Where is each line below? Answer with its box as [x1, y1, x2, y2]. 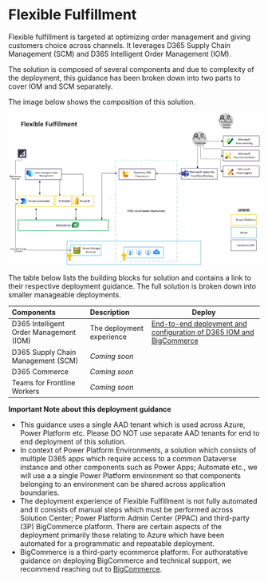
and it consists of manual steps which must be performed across [19, 504, 234, 514]
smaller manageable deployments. [8, 289, 121, 299]
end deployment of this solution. [19, 436, 126, 446]
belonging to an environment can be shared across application [19, 479, 226, 488]
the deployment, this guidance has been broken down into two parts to [8, 73, 241, 82]
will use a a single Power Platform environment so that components [19, 470, 242, 480]
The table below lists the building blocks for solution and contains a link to [8, 273, 251, 282]
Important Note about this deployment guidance [8, 404, 171, 413]
